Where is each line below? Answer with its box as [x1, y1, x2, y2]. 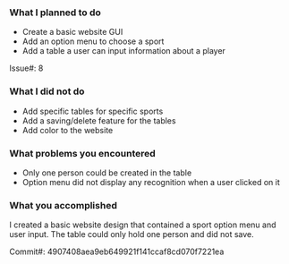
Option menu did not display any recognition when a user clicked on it [21, 176, 280, 187]
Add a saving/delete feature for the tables [21, 115, 176, 126]
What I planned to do [9, 6, 101, 19]
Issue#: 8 [9, 63, 44, 73]
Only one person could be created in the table [21, 167, 192, 178]
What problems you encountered [9, 147, 157, 159]
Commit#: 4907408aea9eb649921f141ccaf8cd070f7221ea [9, 246, 225, 257]
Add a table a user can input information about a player [21, 46, 226, 56]
